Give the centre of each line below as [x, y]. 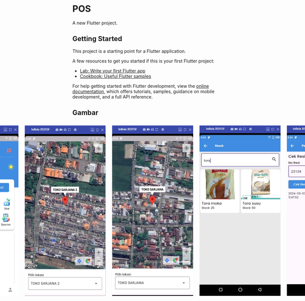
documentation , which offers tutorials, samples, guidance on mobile [143, 91]
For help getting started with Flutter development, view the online [141, 86]
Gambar [85, 113]
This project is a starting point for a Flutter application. [129, 51]
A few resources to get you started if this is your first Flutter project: [143, 61]
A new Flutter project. [95, 23]
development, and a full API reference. [113, 96]
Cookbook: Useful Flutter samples [115, 76]
